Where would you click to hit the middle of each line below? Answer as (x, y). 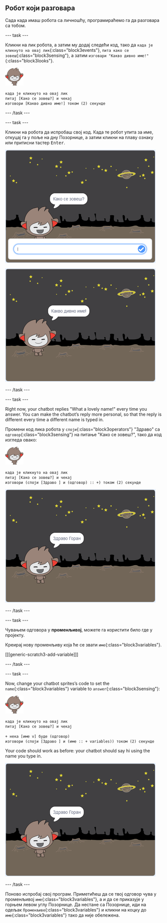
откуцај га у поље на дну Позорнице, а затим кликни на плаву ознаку (79, 137)
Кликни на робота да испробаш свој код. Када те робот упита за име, (79, 132)
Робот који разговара (40, 8)
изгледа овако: (21, 440)
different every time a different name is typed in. (54, 419)
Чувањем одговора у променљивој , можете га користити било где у (79, 629)
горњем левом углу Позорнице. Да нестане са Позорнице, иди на (76, 905)
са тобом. (16, 25)
